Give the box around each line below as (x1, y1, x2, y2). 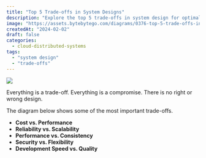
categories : (6, 37, 37, 43)
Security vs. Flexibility (15, 138, 74, 146)
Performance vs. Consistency (15, 132, 93, 139)
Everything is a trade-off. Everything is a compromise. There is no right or (6, 88, 193, 96)
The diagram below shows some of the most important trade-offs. (6, 107, 174, 114)
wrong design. (6, 95, 43, 102)
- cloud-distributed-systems (12, 43, 86, 50)
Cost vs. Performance (15, 119, 72, 126)
